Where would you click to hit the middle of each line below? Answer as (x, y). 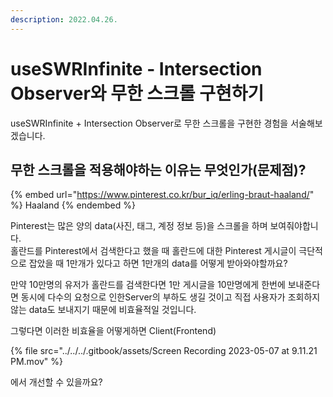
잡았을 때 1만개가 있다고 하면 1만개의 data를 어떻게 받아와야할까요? (158, 263)
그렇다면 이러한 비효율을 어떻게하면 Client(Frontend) (113, 331)
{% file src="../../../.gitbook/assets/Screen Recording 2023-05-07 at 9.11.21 (164, 351)
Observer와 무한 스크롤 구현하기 (137, 93)
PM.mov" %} (37, 362)
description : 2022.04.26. (64, 19)
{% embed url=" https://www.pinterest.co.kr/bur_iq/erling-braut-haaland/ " (162, 195)
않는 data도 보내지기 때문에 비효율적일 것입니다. (103, 310)
